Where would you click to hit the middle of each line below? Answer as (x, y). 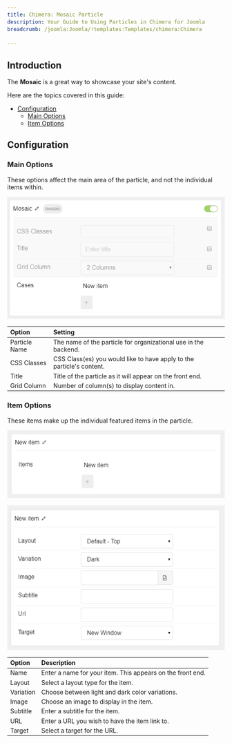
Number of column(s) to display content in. (114, 385)
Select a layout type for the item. (87, 682)
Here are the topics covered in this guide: (66, 95)
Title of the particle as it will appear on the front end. (127, 376)
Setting (64, 332)
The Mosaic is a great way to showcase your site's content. (92, 82)
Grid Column (28, 385)
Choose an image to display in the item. (97, 702)
